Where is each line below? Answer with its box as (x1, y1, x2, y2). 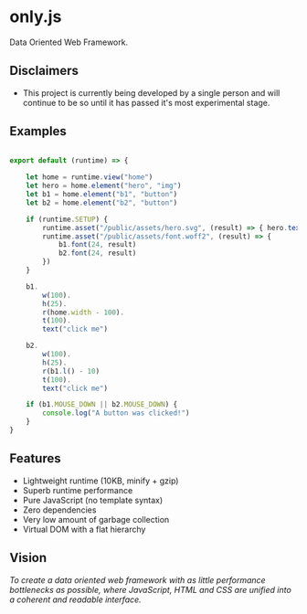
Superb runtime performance (22, 484, 133, 495)
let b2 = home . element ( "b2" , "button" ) (26, 198, 178, 207)
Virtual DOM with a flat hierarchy (22, 524, 146, 535)
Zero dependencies (22, 504, 97, 515)
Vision (9, 550, 48, 566)
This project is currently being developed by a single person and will (22, 87, 281, 98)
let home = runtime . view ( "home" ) (26, 173, 153, 182)
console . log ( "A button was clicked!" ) (42, 408, 190, 418)
